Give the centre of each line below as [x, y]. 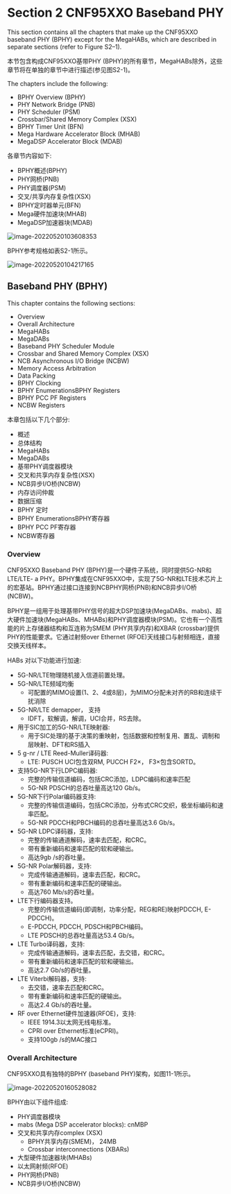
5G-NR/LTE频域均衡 [45, 684]
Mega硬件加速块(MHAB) [52, 214]
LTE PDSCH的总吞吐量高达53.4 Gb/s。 [83, 936]
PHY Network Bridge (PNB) [56, 104]
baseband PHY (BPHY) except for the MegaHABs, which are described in [112, 39]
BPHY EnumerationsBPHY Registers [68, 390]
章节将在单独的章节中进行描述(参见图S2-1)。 [70, 69]
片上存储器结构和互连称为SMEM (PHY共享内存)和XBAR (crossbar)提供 [119, 628]
